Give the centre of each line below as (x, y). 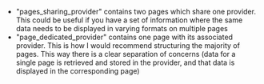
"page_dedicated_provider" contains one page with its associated (124, 37)
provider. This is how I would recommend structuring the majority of (128, 46)
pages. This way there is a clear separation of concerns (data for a (126, 54)
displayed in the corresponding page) (78, 71)
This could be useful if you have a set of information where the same (129, 20)
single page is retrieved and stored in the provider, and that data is (125, 62)
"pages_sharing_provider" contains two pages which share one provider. (136, 12)
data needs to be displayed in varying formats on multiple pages (122, 28)
